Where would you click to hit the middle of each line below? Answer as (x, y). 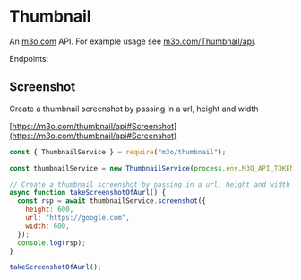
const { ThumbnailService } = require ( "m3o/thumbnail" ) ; (118, 152)
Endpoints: (29, 58)
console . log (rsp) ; (52, 243)
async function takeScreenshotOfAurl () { (88, 193)
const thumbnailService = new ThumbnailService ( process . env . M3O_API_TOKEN (152, 168)
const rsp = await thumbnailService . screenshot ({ (112, 201)
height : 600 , (50, 210)
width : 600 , (47, 226)
